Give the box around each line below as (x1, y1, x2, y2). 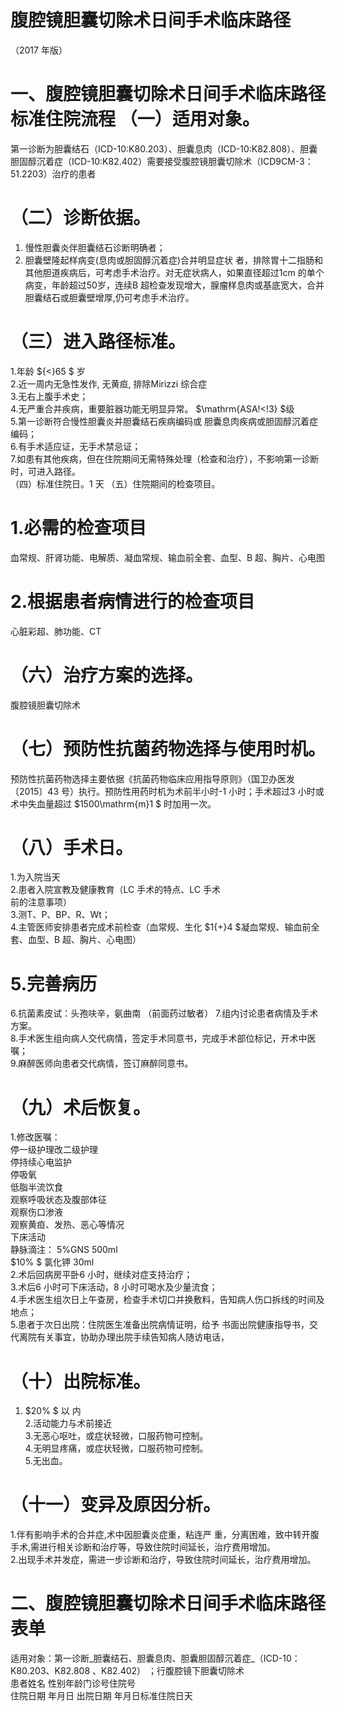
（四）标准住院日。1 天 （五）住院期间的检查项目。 (10, 477, 221, 490)
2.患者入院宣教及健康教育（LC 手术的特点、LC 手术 (10, 884, 221, 896)
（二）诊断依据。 (10, 207, 152, 230)
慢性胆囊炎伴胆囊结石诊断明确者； (24, 241, 166, 253)
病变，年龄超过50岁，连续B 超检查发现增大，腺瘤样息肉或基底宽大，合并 (24, 279, 325, 291)
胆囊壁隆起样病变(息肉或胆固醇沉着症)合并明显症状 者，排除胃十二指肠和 (24, 254, 323, 266)
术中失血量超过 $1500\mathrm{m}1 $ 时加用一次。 (10, 797, 217, 810)
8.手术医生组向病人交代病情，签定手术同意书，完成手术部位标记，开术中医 (10, 1032, 317, 1045)
